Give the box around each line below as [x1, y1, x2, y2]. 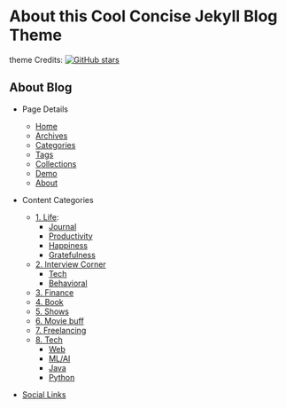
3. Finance [35, 286, 74, 298]
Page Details [21, 104, 69, 114]
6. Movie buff [35, 315, 84, 326]
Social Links [21, 388, 66, 400]
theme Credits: [9, 54, 64, 65]
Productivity [48, 231, 93, 241]
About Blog [9, 80, 73, 95]
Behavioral [48, 278, 88, 288]
